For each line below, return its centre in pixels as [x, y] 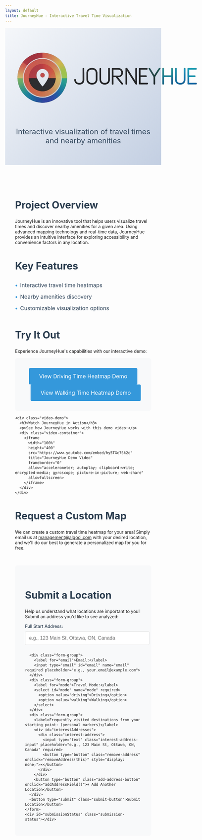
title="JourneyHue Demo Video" [60, 458]
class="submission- [105, 815]
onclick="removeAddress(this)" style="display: [75, 760]
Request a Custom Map [71, 516]
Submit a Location [68, 595]
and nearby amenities [83, 140]
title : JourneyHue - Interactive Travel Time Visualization [69, 16]
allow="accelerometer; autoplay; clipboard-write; [81, 467]
